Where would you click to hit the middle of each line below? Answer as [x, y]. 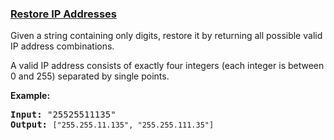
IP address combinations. [62, 46]
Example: [30, 96]
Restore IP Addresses [63, 14]
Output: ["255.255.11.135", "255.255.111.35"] [112, 125]
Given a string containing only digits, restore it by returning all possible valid [166, 36]
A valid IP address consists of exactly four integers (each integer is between [167, 66]
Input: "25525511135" [63, 115]
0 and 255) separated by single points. [90, 76]
